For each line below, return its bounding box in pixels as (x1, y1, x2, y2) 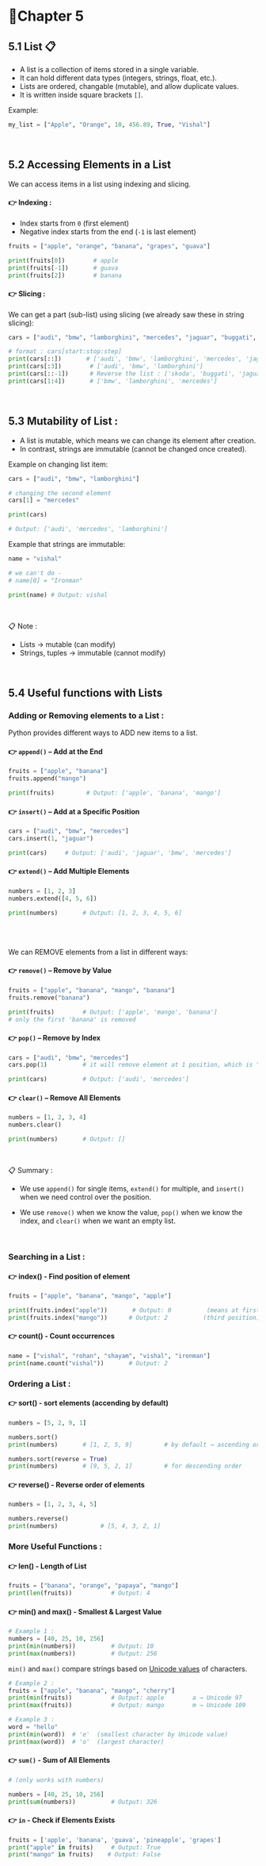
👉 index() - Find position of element (8, 1272, 131, 1281)
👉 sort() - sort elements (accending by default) (8, 1399, 169, 1408)
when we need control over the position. (19, 1192, 152, 1202)
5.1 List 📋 (8, 40, 56, 53)
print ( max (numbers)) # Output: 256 (8, 1649, 158, 1657)
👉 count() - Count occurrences (8, 1331, 115, 1341)
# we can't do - (8, 569, 62, 577)
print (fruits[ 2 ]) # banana (8, 271, 123, 279)
